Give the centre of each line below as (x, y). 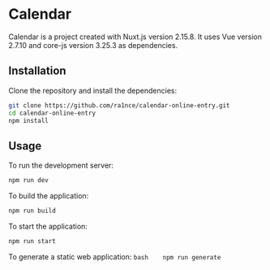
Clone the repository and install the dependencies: (93, 90)
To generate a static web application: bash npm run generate (115, 256)
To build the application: (49, 196)
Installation (37, 71)
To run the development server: (61, 165)
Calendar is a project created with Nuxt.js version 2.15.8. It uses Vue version (135, 37)
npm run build (32, 211)
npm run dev (28, 181)
